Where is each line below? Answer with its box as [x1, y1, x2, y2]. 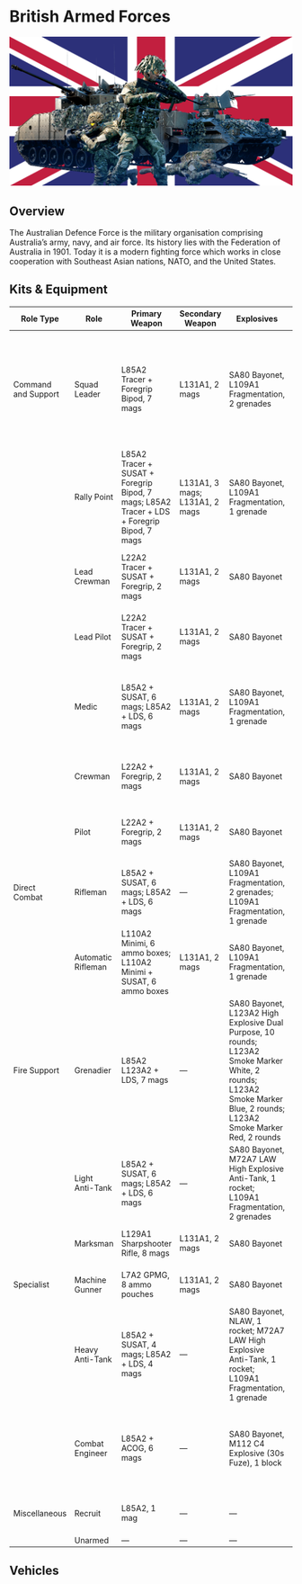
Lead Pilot [74, 631, 111, 642]
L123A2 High [228, 1007, 280, 1018]
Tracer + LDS [120, 506, 171, 516]
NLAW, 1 [228, 1315, 262, 1326]
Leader [74, 389, 101, 399]
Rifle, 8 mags [120, 1248, 170, 1258]
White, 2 [228, 1064, 261, 1076]
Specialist [13, 1279, 49, 1290]
